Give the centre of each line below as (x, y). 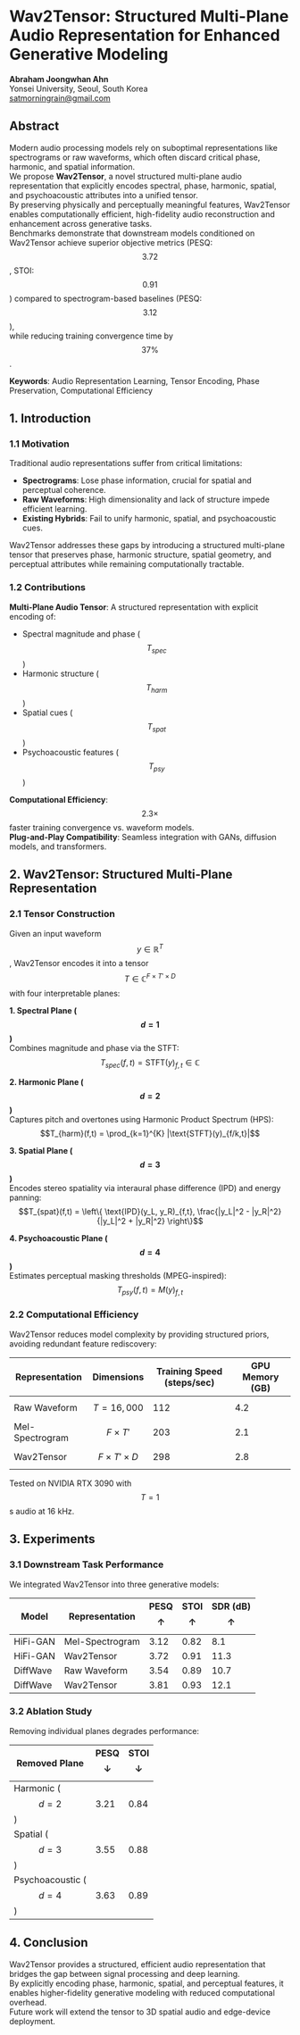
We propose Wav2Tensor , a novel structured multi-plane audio (126, 176)
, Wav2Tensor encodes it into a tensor (79, 963)
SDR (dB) (231, 1606)
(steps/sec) (189, 1382)
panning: (25, 1197)
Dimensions (118, 1377)
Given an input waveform (55, 933)
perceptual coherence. (64, 490)
